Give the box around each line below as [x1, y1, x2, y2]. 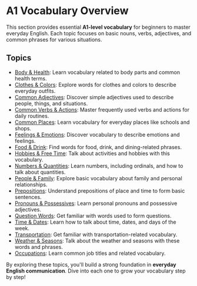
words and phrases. [14, 243, 63, 250]
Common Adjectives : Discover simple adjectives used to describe [14, 93, 174, 100]
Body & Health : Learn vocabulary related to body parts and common [14, 69, 181, 76]
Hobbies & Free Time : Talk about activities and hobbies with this [14, 150, 171, 157]
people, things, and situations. [14, 100, 88, 107]
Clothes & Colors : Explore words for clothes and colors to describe [14, 81, 176, 88]
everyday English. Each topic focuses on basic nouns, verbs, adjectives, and [6, 29, 192, 36]
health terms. [14, 75, 47, 82]
